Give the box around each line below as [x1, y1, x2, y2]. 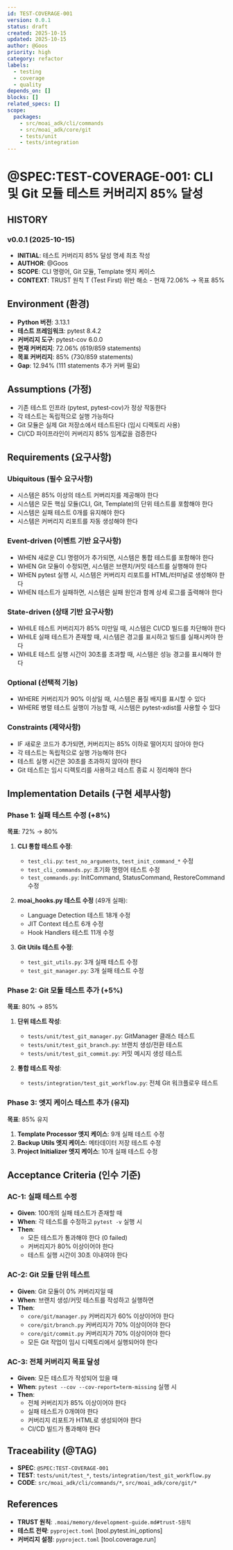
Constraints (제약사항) [7, 723, 81, 732]
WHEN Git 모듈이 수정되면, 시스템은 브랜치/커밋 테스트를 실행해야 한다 [17, 562, 207, 570]
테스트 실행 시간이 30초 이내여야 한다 [27, 1251, 128, 1259]
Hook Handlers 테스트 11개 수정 [27, 929, 114, 937]
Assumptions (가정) [7, 384, 92, 395]
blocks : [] [7, 94, 39, 101]
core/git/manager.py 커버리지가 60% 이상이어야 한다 [27, 1311, 175, 1320]
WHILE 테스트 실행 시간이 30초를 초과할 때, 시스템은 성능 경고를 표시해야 [17, 650, 214, 658]
